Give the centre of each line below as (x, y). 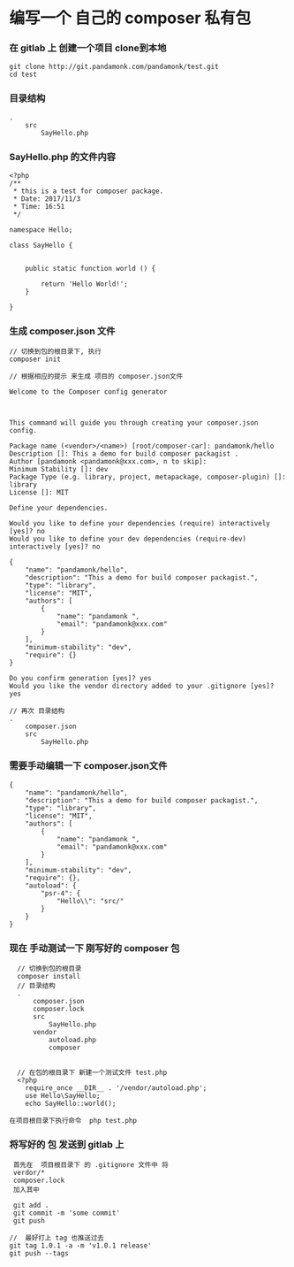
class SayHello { (41, 246)
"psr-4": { (61, 893)
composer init (35, 359)
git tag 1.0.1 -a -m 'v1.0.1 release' (80, 1246)
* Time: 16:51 (39, 207)
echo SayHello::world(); (71, 1103)
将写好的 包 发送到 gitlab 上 (67, 1144)
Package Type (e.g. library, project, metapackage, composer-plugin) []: (148, 477)
